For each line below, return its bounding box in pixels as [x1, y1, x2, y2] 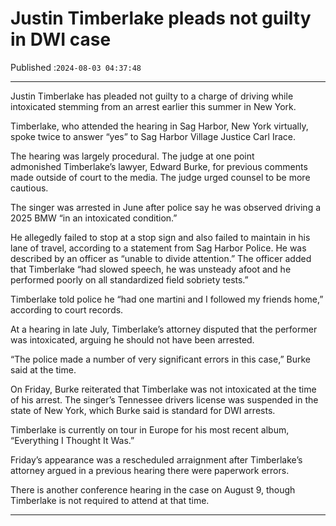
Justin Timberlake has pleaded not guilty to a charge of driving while [10, 90, 294, 102]
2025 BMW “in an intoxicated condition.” [10, 212, 178, 224]
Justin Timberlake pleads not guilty [10, 7, 312, 30]
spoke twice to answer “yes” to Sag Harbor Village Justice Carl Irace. [10, 130, 297, 142]
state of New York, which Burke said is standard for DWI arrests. [10, 404, 276, 416]
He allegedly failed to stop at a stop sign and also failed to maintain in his [10, 231, 311, 243]
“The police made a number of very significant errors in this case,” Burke [10, 353, 311, 365]
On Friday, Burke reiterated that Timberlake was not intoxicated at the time [10, 383, 317, 395]
